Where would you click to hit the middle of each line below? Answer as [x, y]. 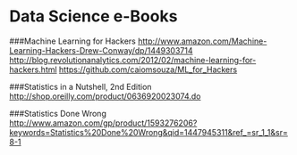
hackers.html [33, 69]
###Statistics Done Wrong [58, 113]
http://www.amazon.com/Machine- [202, 41]
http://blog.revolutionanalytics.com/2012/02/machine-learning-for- [133, 60]
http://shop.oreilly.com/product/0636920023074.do [105, 96]
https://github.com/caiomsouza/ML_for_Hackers [148, 69]
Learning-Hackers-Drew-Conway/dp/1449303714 [101, 50]
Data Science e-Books [93, 16]
